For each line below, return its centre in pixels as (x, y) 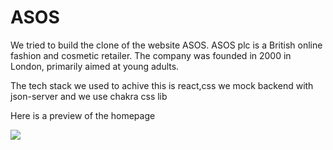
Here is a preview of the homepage (83, 115)
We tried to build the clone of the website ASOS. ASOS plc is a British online (166, 45)
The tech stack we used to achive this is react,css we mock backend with (162, 85)
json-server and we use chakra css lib (89, 96)
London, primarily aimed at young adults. (95, 66)
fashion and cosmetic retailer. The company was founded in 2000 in (151, 55)
